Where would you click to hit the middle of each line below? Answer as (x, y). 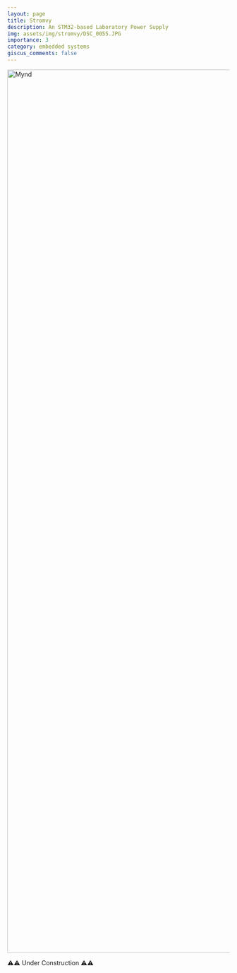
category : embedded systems (49, 47)
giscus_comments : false (42, 54)
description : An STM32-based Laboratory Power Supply (88, 27)
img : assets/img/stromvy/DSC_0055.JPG (64, 34)
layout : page (26, 14)
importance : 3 (28, 40)
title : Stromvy (30, 20)
